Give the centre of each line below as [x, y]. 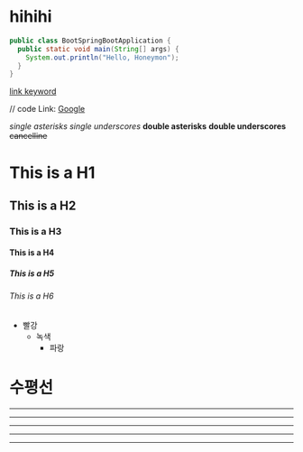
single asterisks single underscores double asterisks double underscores [148, 126]
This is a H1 [52, 172]
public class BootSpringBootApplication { [90, 41]
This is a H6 [32, 296]
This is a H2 [43, 205]
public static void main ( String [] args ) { [98, 49]
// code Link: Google [47, 109]
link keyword [33, 91]
